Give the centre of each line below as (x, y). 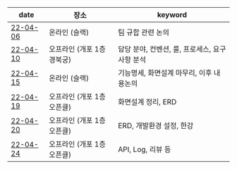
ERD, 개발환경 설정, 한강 (156, 126)
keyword (172, 15)
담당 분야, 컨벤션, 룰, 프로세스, (164, 49)
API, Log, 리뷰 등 (144, 149)
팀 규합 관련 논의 (143, 32)
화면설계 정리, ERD (147, 102)
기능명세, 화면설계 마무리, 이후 (165, 73)
